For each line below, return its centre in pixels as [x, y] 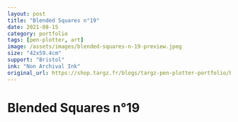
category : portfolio [38, 33]
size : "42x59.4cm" [34, 54]
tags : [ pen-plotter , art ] [45, 40]
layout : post [27, 14]
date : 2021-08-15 [33, 27]
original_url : [28, 73]
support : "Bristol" [36, 60]
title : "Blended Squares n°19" [53, 20]
